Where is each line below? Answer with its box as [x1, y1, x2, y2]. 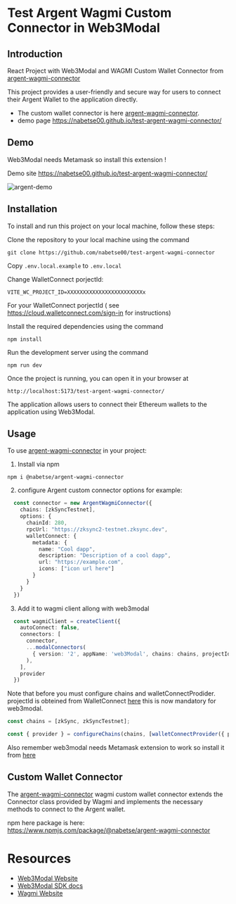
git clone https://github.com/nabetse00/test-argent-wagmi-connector [7, 249, 216, 256]
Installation [7, 203, 58, 215]
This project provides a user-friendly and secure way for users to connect [7, 88, 221, 96]
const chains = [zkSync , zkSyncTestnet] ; [7, 718, 131, 725]
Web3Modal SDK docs [17, 881, 83, 890]
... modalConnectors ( [25, 644, 86, 651]
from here [7, 751, 37, 760]
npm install [7, 336, 42, 343]
